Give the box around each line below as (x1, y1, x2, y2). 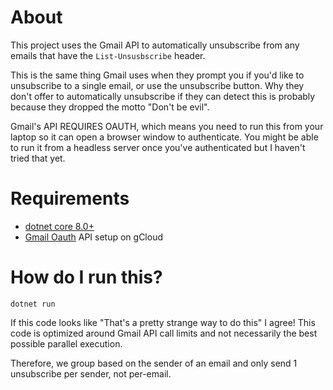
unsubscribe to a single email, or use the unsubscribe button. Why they (10, 79, 305, 91)
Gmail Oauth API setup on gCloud (24, 231, 164, 243)
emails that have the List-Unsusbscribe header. (10, 49, 206, 61)
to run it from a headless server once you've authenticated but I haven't (10, 141, 306, 153)
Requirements (10, 187, 130, 210)
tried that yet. (10, 152, 66, 164)
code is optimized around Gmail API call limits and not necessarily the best (10, 327, 318, 339)
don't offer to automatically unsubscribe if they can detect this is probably (10, 90, 316, 102)
